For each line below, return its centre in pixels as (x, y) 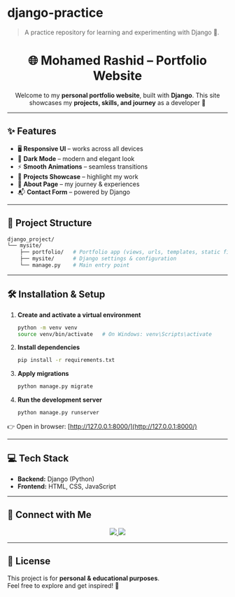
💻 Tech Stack (38, 459)
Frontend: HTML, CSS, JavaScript (67, 486)
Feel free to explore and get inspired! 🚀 (63, 585)
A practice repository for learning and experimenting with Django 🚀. (122, 32)
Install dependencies (49, 347)
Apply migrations (43, 374)
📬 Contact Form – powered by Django (74, 192)
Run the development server (60, 400)
